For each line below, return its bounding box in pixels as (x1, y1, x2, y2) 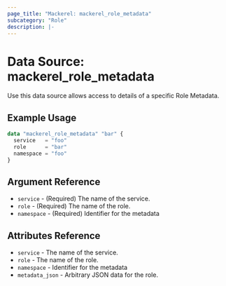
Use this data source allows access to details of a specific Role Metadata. (7, 92, 220, 100)
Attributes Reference (7, 229, 101, 242)
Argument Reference (7, 176, 101, 188)
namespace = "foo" (13, 150, 68, 157)
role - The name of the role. (17, 256, 99, 264)
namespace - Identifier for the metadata (17, 264, 128, 272)
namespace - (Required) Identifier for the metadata (17, 210, 160, 218)
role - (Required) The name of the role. (17, 202, 131, 210)
